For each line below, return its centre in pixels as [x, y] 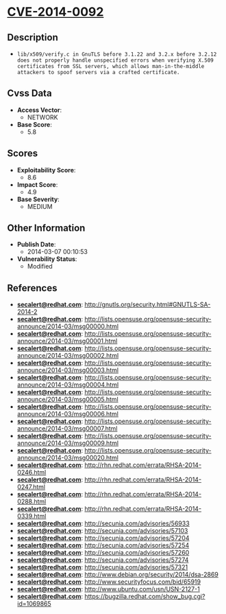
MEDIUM [40, 206]
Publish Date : [36, 245]
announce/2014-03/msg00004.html [68, 385]
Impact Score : [37, 184]
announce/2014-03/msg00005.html [67, 400]
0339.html [32, 516]
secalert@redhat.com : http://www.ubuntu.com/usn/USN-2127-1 [108, 589]
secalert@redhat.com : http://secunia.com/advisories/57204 [103, 538]
